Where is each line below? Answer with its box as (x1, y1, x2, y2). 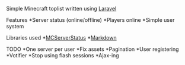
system (6, 23, 24, 30)
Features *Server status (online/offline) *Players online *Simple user (6, 17, 175, 23)
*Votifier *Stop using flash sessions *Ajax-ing (6, 52, 120, 58)
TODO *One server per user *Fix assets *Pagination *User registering (6, 45, 179, 53)
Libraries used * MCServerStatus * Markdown (6, 34, 117, 41)
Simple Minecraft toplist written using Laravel (6, 5, 117, 12)
